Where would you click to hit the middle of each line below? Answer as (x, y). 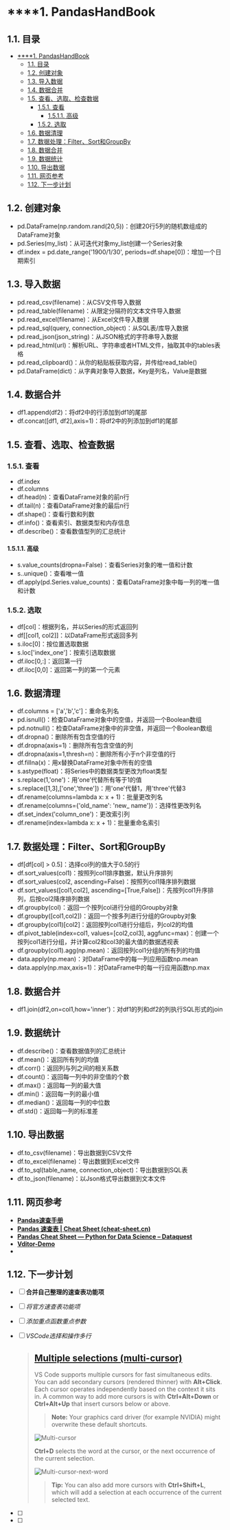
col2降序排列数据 (66, 899)
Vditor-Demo (36, 1244)
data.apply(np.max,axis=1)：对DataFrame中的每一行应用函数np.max (113, 968)
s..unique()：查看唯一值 (50, 573)
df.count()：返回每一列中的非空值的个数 (73, 1076)
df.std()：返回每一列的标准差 (57, 1111)
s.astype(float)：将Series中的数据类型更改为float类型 (92, 772)
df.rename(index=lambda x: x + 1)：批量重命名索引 (88, 823)
